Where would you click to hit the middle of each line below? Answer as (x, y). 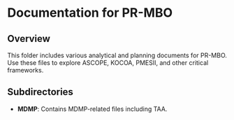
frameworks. (25, 70)
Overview (29, 39)
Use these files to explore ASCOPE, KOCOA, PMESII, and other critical (108, 63)
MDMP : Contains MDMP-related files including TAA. (92, 109)
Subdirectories (40, 92)
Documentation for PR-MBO (90, 13)
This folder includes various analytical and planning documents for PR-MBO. (117, 55)
